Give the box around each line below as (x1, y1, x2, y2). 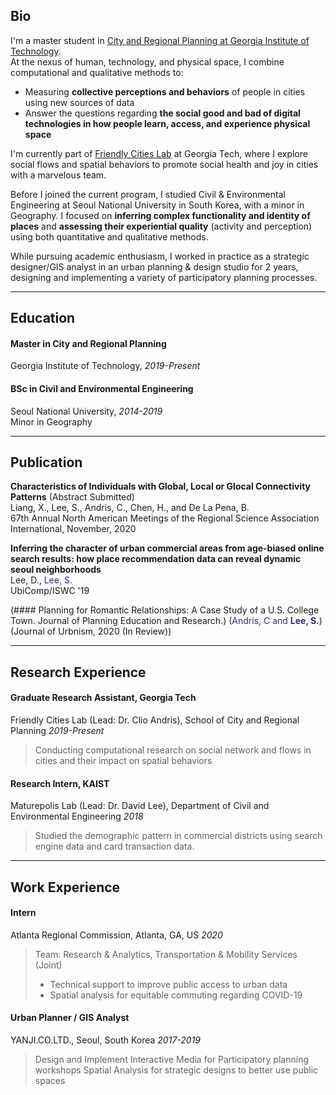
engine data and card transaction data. (34, 840, 195, 853)
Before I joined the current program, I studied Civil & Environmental (10, 188, 286, 200)
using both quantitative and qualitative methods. (10, 230, 209, 243)
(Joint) (34, 959, 63, 971)
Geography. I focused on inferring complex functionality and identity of (10, 209, 311, 221)
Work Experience (10, 879, 121, 896)
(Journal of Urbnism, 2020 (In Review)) (10, 625, 172, 638)
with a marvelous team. (10, 169, 107, 181)
